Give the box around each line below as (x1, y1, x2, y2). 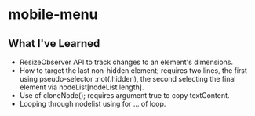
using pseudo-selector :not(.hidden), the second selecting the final (19, 74, 236, 83)
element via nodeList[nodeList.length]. (19, 82, 144, 92)
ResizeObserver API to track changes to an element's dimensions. (19, 57, 234, 67)
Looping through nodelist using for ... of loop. (19, 100, 166, 108)
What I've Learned (8, 37, 100, 50)
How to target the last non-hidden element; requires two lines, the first (19, 66, 247, 75)
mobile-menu (8, 5, 98, 24)
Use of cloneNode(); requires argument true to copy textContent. (19, 91, 230, 100)
